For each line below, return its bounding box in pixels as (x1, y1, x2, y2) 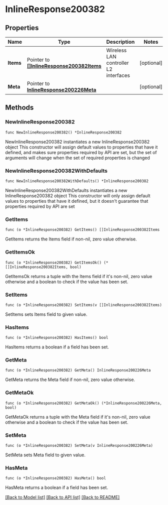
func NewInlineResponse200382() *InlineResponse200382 (5, 130, 122, 135)
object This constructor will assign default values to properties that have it (5, 144, 158, 150)
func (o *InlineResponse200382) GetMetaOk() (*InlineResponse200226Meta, (5, 401, 162, 406)
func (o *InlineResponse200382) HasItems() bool (5, 335, 108, 340)
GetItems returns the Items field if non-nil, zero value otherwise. (5, 236, 137, 242)
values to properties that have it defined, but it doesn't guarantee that (5, 198, 148, 204)
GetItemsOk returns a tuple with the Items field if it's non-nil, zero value (5, 273, 152, 279)
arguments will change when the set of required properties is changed (5, 155, 150, 161)
